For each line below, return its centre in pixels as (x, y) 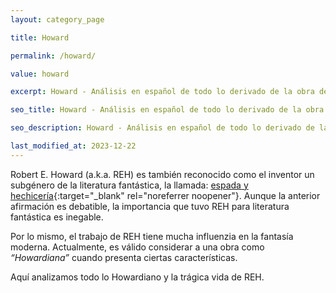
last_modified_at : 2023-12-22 (73, 146)
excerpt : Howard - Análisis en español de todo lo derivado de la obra (162, 92)
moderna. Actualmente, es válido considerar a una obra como (137, 247)
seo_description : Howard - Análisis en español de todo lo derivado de (162, 128)
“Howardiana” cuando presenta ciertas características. (124, 257)
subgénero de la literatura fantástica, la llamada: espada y (129, 185)
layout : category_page (57, 19)
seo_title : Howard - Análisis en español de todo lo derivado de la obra (167, 110)
